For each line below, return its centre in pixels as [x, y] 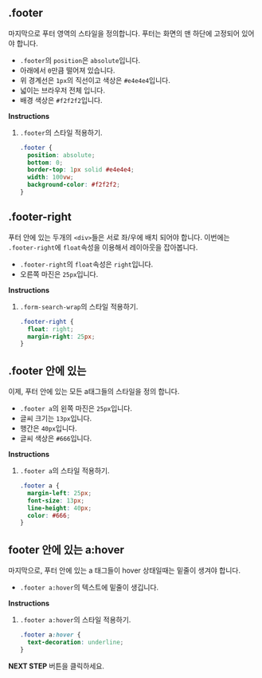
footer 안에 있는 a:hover [66, 550]
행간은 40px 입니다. [48, 428]
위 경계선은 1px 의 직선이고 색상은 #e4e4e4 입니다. [95, 80]
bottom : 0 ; [45, 163]
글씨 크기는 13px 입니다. [56, 419]
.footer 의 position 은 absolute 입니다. [80, 60]
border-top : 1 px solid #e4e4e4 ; [81, 170]
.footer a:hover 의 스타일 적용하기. [75, 620]
